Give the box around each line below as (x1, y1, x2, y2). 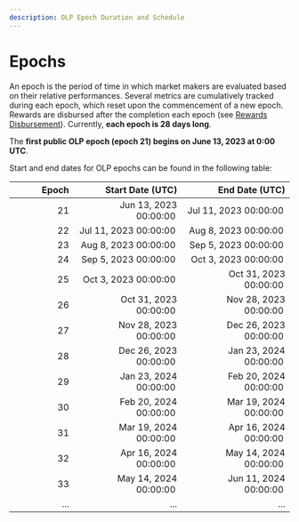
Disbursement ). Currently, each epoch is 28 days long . (9, 118, 212, 129)
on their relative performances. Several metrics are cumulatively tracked (9, 90, 274, 100)
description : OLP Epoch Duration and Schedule (9, 12, 185, 22)
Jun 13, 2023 (119, 198, 178, 211)
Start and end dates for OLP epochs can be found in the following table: (9, 162, 273, 173)
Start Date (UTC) (105, 183, 178, 196)
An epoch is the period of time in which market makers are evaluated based (9, 81, 287, 92)
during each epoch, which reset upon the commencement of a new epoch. (9, 100, 284, 110)
